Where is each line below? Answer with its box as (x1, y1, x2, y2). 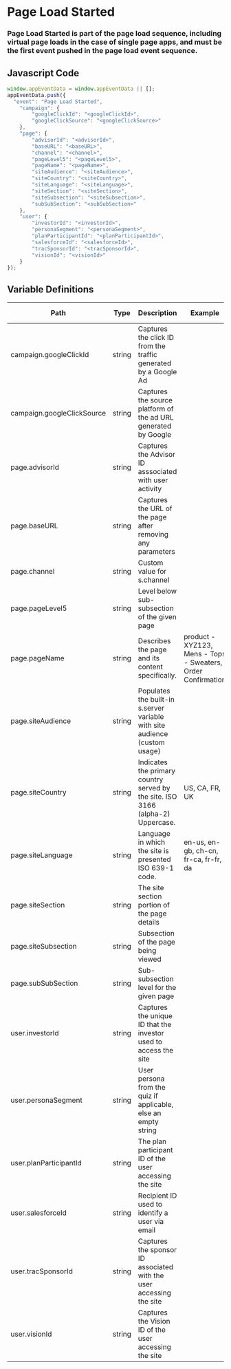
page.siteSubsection (10, 942, 77, 951)
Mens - (184, 649, 208, 659)
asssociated (137, 467, 177, 477)
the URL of (137, 504, 173, 513)
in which (137, 837, 166, 847)
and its (137, 654, 160, 663)
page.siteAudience (10, 716, 71, 726)
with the (137, 1271, 164, 1280)
